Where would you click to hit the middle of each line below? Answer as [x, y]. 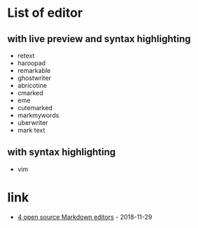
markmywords [38, 115]
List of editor [45, 13]
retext [26, 55]
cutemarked [35, 108]
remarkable [34, 71]
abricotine [32, 85]
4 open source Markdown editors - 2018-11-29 [85, 217]
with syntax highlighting [61, 152]
